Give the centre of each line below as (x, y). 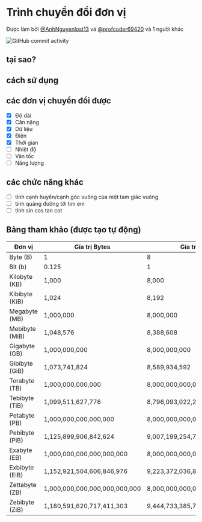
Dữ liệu (24, 129)
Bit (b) (18, 267)
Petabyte (22, 415)
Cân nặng (27, 122)
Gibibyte (21, 363)
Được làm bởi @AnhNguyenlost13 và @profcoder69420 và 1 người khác (95, 29)
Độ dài (23, 115)
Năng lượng (29, 163)
